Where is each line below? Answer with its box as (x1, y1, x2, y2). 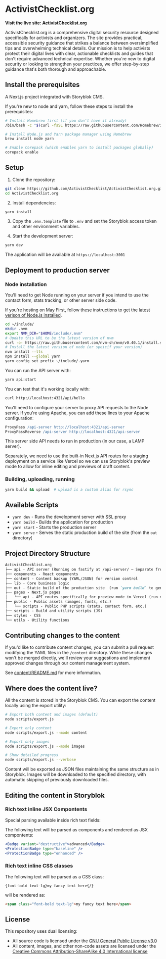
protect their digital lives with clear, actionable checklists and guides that (5, 50, 153, 56)
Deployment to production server (5, 266, 110, 274)
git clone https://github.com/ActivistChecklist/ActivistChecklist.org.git (5, 186, 165, 191)
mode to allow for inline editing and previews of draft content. (5, 464, 131, 470)
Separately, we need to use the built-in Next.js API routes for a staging (5, 453, 148, 459)
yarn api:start (5, 377, 37, 382)
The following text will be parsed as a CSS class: (5, 873, 104, 879)
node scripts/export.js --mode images (5, 744, 85, 749)
